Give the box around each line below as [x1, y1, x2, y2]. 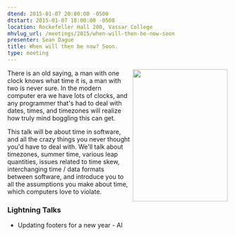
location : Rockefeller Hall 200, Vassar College [7, 23, 153, 30]
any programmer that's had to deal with [7, 99, 122, 107]
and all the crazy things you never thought [7, 135, 131, 143]
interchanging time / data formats [7, 165, 104, 173]
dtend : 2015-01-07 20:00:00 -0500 [7, 10, 109, 18]
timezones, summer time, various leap [7, 149, 119, 159]
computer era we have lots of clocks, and [7, 91, 128, 99]
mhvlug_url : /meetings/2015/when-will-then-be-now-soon [7, 30, 175, 37]
